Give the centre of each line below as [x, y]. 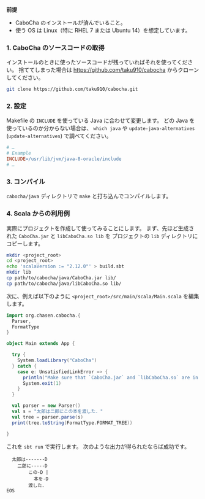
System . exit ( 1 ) [42, 383]
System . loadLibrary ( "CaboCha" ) [57, 361]
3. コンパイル [26, 182]
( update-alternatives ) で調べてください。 [59, 136]
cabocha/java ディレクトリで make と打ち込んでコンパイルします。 [89, 196]
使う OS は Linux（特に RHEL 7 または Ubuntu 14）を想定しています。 [103, 30]
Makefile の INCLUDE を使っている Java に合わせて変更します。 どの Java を [101, 121]
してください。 [25, 78]
